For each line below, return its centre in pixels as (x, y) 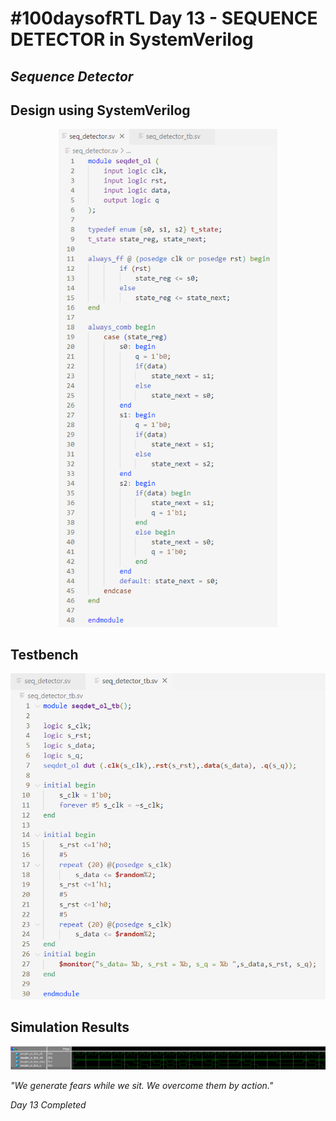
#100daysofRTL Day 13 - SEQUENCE (164, 18)
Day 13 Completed (48, 1105)
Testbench (44, 654)
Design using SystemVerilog (100, 110)
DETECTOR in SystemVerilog (132, 39)
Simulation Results (70, 1027)
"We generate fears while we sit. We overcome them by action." (142, 1086)
